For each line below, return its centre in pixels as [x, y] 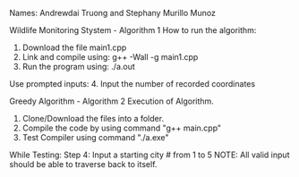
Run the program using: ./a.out [79, 67]
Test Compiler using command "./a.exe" [95, 137]
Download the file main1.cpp [74, 47]
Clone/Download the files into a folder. [93, 118]
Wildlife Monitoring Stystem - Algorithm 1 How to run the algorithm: [133, 30]
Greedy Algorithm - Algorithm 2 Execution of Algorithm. [112, 101]
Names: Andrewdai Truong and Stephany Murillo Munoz [113, 13]
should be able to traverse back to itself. [83, 164]
